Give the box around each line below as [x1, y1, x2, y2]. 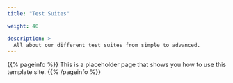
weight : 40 [7, 22, 39, 30]
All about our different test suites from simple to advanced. [13, 41, 200, 48]
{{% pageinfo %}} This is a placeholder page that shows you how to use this [7, 60, 227, 69]
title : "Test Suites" [7, 10, 70, 17]
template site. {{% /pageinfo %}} [7, 68, 102, 76]
